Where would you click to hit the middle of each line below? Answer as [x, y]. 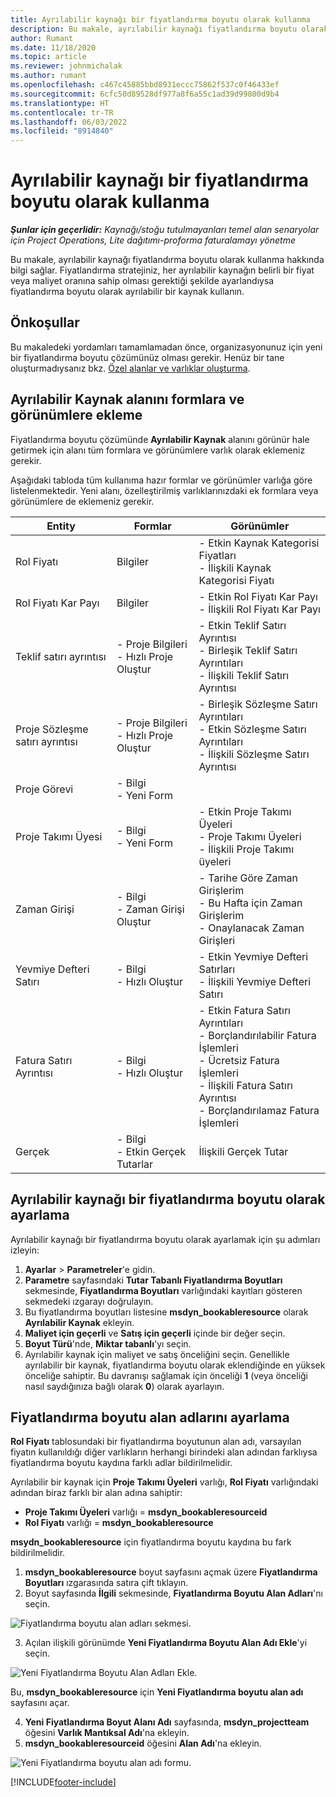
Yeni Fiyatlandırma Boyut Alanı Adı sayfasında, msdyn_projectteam [167, 1722]
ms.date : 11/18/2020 [53, 47]
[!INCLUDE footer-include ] [63, 1782]
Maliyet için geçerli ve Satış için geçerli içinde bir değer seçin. [155, 1333]
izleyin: [25, 1250]
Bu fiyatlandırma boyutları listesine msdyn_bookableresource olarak [166, 1312]
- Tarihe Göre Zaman [248, 878]
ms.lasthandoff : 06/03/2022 [69, 122]
